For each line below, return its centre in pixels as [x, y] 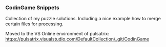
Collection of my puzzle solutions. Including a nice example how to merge [83, 19]
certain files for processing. [34, 24]
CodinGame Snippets [33, 8]
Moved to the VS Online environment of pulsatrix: [57, 34]
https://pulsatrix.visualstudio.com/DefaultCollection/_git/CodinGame [77, 39]
